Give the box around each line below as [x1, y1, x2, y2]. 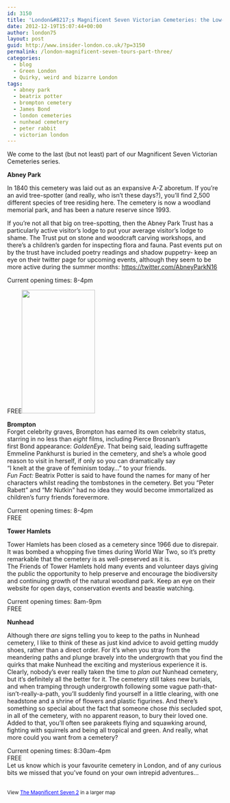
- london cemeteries [13, 112, 72, 119]
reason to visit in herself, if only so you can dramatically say [7, 457, 176, 465]
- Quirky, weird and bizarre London [13, 73, 118, 81]
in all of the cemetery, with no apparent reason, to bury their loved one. [7, 712, 208, 720]
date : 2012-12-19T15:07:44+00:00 [7, 23, 103, 30]
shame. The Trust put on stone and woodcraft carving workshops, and [7, 234, 207, 242]
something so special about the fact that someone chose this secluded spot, [7, 704, 223, 712]
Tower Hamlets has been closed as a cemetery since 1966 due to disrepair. [7, 540, 219, 549]
